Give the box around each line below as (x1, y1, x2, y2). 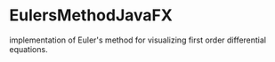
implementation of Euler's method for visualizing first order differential (9, 35, 267, 45)
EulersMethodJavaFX (9, 5, 174, 26)
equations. (9, 43, 48, 54)
